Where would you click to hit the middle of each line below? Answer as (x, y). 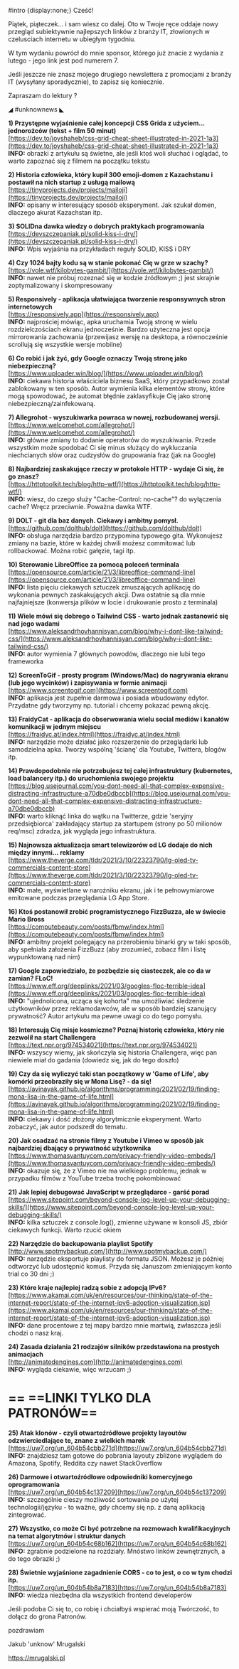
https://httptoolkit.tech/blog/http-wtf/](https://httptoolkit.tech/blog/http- (116, 484)
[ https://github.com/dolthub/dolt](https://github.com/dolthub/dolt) (105, 528)
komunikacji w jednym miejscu (55, 727)
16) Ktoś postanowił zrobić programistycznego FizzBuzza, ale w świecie (117, 912)
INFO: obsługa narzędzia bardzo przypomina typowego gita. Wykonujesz (116, 535)
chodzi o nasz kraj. (36, 1333)
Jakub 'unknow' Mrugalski (47, 1644)
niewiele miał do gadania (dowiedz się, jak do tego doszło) (94, 1060)
